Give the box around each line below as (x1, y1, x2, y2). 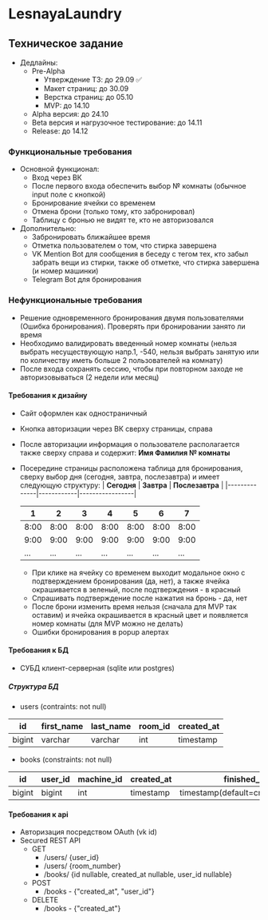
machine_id (77, 773, 123, 784)
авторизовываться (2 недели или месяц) (19, 372, 160, 382)
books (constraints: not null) (19, 755, 112, 764)
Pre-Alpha (31, 66, 65, 76)
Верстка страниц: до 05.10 (43, 93, 134, 102)
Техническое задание (8, 37, 124, 50)
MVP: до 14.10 (43, 101, 90, 110)
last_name (90, 720, 132, 731)
